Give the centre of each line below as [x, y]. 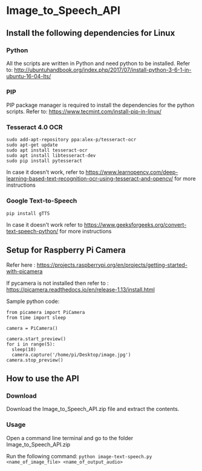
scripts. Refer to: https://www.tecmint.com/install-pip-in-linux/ [84, 112]
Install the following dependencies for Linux [91, 33]
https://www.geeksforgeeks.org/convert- [135, 224]
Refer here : [21, 265]
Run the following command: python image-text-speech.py [79, 456]
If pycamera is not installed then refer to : [57, 283]
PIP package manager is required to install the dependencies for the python [100, 105]
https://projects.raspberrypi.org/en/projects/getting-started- [112, 265]
